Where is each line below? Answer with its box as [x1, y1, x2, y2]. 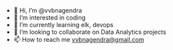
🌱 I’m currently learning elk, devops [13, 21, 114, 28]
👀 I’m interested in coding [13, 14, 86, 22]
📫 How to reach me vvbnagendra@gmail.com [13, 36, 145, 43]
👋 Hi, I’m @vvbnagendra [13, 7, 82, 14]
